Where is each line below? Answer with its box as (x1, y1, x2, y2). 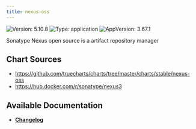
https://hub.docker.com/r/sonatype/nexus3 (14, 83, 122, 90)
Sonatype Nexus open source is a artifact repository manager (6, 37, 159, 44)
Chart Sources (6, 55, 62, 65)
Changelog (14, 116, 44, 124)
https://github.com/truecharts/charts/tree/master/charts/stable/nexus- (14, 70, 191, 77)
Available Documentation (6, 100, 103, 110)
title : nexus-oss (6, 8, 50, 15)
